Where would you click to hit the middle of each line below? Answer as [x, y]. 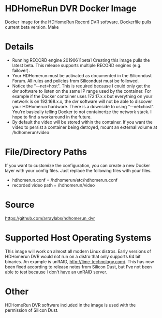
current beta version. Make [32, 27]
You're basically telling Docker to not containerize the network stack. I [82, 112]
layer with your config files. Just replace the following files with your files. [78, 170]
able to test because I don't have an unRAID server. [56, 272]
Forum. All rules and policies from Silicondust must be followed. [75, 81]
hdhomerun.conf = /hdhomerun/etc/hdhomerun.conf [65, 180]
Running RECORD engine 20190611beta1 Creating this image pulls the [81, 60]
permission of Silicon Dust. [32, 310]
